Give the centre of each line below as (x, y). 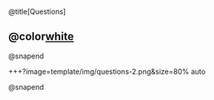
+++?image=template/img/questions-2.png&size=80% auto (107, 71)
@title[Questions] (37, 12)
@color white (41, 36)
